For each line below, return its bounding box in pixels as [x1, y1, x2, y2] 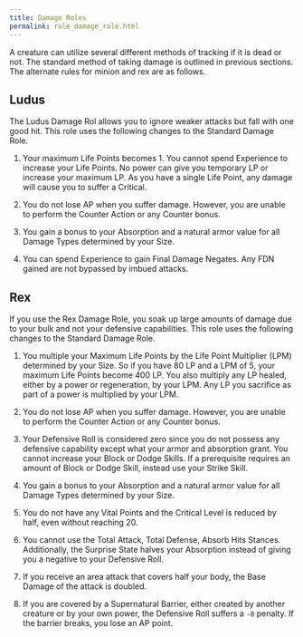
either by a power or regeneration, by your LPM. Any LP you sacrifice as [22, 380, 292, 391]
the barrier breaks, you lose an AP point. [22, 618, 174, 629]
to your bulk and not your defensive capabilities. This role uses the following [9, 323, 294, 334]
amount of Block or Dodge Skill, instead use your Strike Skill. [22, 463, 249, 474]
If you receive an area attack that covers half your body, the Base [22, 572, 267, 583]
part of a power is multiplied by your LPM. [22, 389, 179, 400]
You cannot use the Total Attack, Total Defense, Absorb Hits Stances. [22, 535, 281, 545]
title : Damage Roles [9, 13, 88, 23]
